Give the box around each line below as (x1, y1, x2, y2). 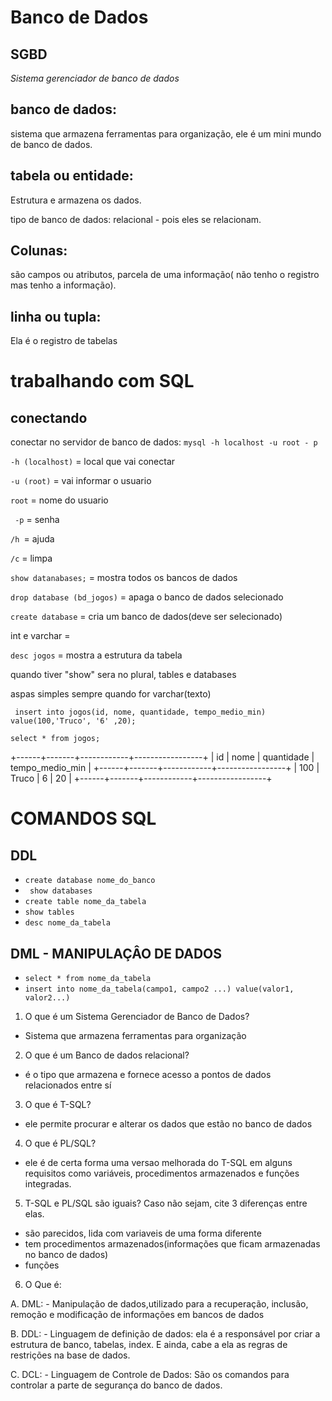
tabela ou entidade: (10, 167, 134, 185)
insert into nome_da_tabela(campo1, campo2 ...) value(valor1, (24, 984, 295, 995)
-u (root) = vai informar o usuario (10, 475, 152, 487)
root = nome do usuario (10, 494, 109, 506)
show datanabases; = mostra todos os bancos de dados (10, 572, 238, 584)
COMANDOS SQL (10, 807, 157, 830)
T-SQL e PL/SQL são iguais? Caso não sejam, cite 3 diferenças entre (24, 1197, 308, 1210)
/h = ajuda (10, 533, 55, 545)
